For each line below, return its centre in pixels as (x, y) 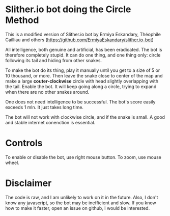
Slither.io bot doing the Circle (68, 9)
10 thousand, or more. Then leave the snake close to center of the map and (84, 75)
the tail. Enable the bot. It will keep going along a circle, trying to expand (81, 86)
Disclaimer (29, 183)
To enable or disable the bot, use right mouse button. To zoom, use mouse (83, 157)
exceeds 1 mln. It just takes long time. (45, 107)
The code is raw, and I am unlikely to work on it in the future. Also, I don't (82, 197)
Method (22, 20)
